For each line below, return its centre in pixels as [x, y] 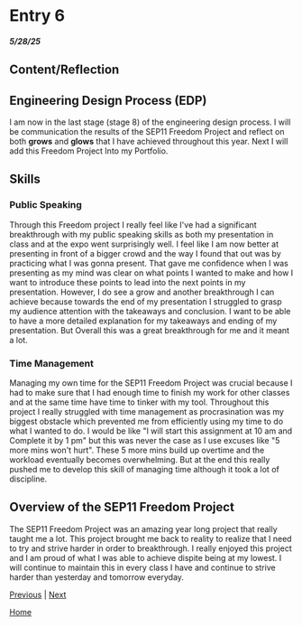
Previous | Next [38, 594]
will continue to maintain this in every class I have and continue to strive [143, 567]
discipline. [28, 479]
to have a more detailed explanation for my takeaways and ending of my [143, 321]
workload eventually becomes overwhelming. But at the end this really [140, 459]
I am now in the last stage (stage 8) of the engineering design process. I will [150, 122]
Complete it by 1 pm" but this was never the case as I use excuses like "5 [145, 440]
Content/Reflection [64, 70]
